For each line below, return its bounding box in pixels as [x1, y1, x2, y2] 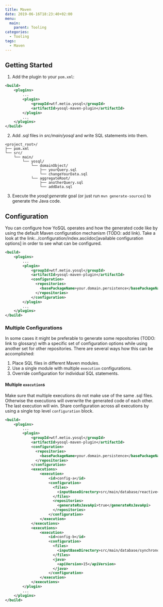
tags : [5, 39, 16, 44]
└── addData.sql [39, 185, 73, 190]
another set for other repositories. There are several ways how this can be [5, 346, 153, 351]
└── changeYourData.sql [39, 172, 88, 177]
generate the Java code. [12, 198, 62, 204]
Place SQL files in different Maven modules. [12, 360, 99, 366]
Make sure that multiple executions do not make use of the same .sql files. [5, 392, 154, 398]
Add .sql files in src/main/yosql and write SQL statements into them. [12, 133, 148, 139]
